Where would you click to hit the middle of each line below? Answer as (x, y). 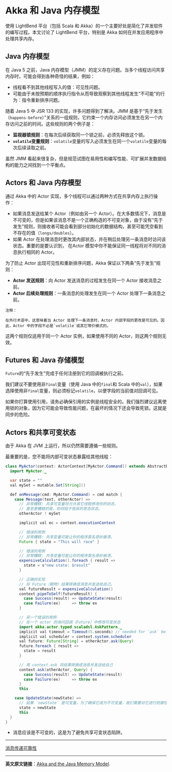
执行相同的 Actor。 (37, 252)
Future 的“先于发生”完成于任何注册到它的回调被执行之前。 (66, 373)
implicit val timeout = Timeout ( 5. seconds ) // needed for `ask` (89, 632)
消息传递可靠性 (21, 748)
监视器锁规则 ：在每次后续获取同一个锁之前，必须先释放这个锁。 (80, 135)
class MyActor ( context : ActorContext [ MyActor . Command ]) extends (75, 466)
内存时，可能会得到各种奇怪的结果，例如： (50, 76)
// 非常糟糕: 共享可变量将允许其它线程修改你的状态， (69, 504)
